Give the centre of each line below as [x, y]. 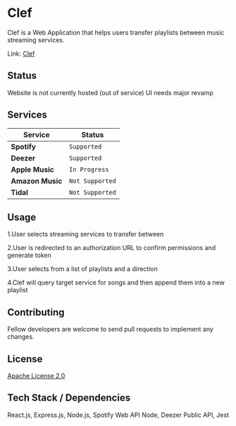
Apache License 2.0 [36, 376]
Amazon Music [37, 181]
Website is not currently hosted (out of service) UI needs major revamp [110, 92]
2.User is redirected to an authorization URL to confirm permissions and [112, 248]
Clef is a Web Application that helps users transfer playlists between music [116, 32]
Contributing [36, 312]
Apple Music [32, 169]
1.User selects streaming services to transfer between [86, 234]
